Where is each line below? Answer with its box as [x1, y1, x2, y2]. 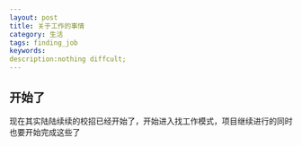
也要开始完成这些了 [9, 126, 81, 137]
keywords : [9, 47, 47, 56]
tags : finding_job [9, 38, 78, 47]
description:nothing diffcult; [9, 55, 127, 64]
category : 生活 [9, 30, 64, 39]
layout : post [9, 13, 58, 22]
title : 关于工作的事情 [9, 21, 85, 30]
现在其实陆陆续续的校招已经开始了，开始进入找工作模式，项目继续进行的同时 [9, 116, 293, 126]
